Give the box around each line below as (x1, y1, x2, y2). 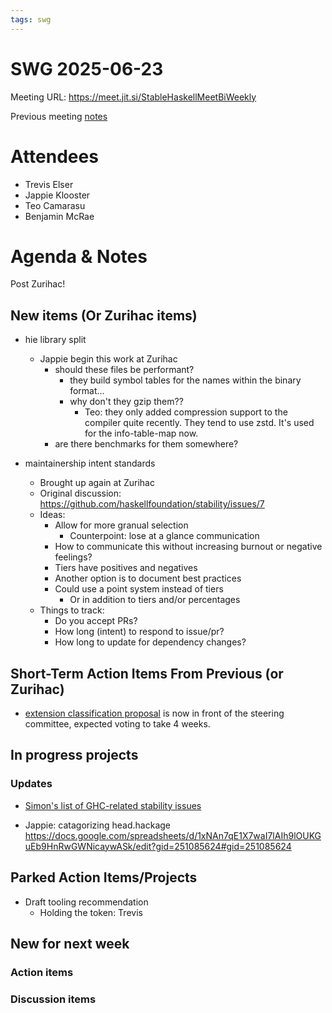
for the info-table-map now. (84, 427, 199, 440)
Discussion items (10, 992, 97, 1006)
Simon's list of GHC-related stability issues (24, 799, 202, 811)
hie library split (24, 334, 87, 346)
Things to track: (39, 604, 105, 616)
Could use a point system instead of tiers (54, 583, 224, 595)
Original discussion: (39, 487, 122, 500)
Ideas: (39, 509, 66, 521)
